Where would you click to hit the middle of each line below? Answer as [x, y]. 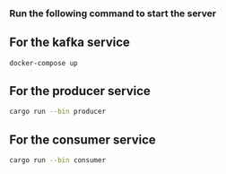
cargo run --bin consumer [57, 161]
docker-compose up [43, 63]
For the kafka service [70, 43]
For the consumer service [83, 139]
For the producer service [80, 91]
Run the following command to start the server [113, 13]
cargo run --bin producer [57, 112]
